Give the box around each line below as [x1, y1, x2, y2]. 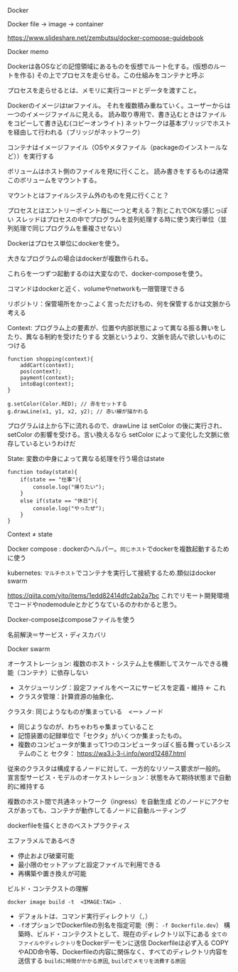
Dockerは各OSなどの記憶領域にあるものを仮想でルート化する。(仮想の [7, 62, 215, 70]
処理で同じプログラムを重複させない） [13, 224, 126, 232]
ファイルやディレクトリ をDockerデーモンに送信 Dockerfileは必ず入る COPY [17, 939, 229, 947]
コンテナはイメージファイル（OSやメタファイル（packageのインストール [7, 143, 222, 152]
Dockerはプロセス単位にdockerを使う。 [7, 239, 124, 248]
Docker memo [7, 48, 49, 56]
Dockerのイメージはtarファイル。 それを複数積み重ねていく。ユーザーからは [7, 101, 231, 110]
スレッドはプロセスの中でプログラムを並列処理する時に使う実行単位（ [15, 215, 221, 223]
